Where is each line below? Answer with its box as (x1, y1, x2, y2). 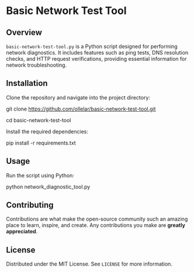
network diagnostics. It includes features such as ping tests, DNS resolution (6, 49, 189, 56)
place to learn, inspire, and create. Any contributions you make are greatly (6, 222, 186, 229)
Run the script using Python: (6, 171, 75, 179)
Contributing (6, 200, 54, 210)
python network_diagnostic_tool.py (6, 183, 91, 190)
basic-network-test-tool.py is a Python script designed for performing (6, 43, 178, 50)
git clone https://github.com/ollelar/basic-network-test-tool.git (6, 105, 156, 112)
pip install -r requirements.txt (6, 139, 76, 146)
